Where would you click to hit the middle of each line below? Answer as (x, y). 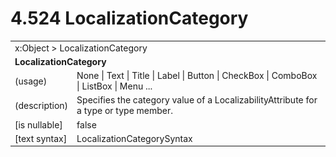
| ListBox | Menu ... (114, 86)
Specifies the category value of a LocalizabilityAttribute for (197, 100)
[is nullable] (38, 124)
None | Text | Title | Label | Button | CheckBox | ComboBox (197, 76)
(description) (41, 105)
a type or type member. (125, 111)
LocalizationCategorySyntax (134, 138)
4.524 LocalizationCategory (129, 18)
